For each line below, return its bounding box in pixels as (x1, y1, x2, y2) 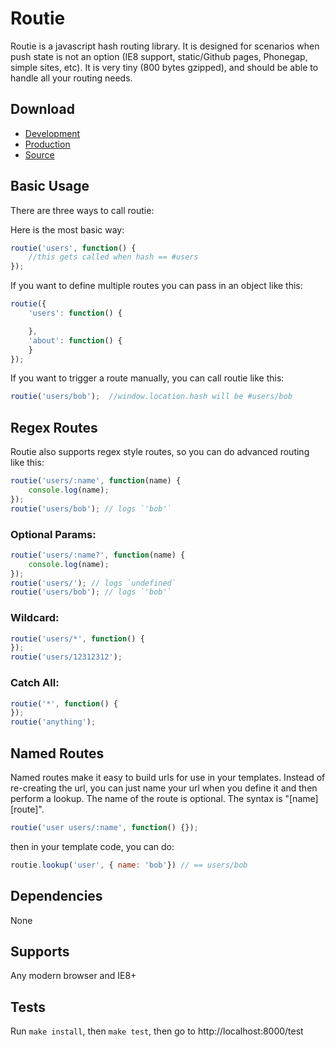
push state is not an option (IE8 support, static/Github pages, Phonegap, (10, 50, 308, 62)
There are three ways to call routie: (10, 204, 155, 216)
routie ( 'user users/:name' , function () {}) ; (10, 822, 199, 832)
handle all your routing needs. (10, 72, 133, 84)
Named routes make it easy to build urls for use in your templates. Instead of (10, 771, 326, 783)
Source (24, 148, 55, 161)
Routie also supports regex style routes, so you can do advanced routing (10, 446, 310, 458)
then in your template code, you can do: (10, 840, 175, 852)
